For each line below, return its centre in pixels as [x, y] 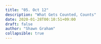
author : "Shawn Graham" [30, 29]
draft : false [19, 24]
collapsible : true [25, 33]
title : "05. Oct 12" [27, 10]
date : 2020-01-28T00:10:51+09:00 [41, 19]
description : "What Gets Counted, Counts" [51, 15]
